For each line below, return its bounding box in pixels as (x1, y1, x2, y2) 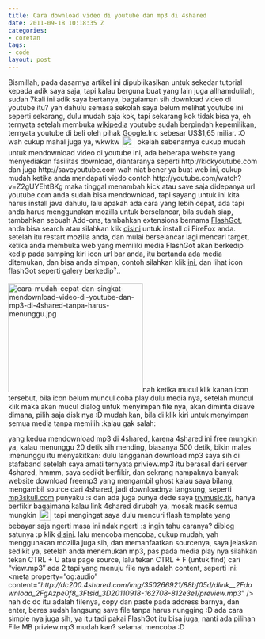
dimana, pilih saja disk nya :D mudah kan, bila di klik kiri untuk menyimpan (8, 410, 249, 419)
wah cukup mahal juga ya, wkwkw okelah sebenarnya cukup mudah (8, 137, 247, 147)
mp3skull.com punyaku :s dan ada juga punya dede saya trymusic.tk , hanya (8, 492, 256, 502)
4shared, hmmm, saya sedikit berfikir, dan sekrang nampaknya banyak (8, 467, 239, 476)
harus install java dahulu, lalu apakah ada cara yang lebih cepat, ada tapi (8, 198, 245, 208)
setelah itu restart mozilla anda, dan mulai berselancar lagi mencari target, (8, 231, 250, 242)
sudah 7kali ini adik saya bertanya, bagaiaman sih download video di (8, 94, 232, 104)
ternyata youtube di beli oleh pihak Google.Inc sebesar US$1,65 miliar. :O (8, 128, 246, 137)
